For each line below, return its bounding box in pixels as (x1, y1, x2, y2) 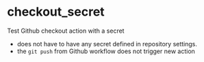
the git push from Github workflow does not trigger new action (16, 47, 195, 55)
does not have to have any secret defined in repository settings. (16, 40, 197, 48)
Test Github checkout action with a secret (7, 27, 125, 35)
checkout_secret (7, 4, 105, 20)
